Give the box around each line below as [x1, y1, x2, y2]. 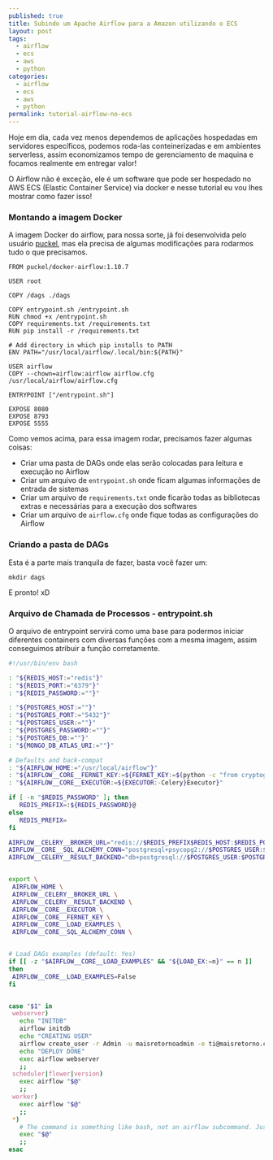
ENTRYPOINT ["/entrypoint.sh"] [8, 391, 115, 399]
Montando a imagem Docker [8, 211, 123, 223]
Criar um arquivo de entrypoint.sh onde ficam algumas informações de [19, 476, 261, 485]
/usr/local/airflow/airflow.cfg [8, 377, 118, 385]
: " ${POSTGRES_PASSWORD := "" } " [8, 727, 111, 735]
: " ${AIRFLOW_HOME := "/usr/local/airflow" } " [8, 763, 158, 772]
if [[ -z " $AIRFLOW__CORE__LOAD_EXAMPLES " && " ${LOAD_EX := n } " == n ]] [8, 958, 253, 966]
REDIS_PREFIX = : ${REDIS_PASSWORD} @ [19, 802, 136, 810]
